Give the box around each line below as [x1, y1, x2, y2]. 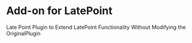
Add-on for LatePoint [6, 4, 113, 18]
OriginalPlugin [6, 29, 41, 37]
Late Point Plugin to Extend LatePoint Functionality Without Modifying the [6, 24, 186, 31]
